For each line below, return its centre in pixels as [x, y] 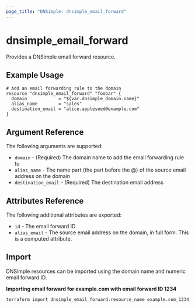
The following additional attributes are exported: [64, 215]
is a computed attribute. [43, 239]
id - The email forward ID [45, 226]
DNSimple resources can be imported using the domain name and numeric [96, 271]
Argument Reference [45, 132]
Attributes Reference [45, 201]
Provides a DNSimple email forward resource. [61, 57]
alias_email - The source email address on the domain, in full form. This [102, 232]
